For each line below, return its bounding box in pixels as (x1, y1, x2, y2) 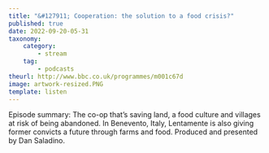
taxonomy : (8, 34, 42, 43)
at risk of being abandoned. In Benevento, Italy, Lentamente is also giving (8, 119, 254, 129)
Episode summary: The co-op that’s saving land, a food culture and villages (8, 110, 262, 120)
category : (23, 42, 57, 50)
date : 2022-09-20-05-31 (8, 27, 89, 35)
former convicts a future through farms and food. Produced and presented (8, 127, 258, 137)
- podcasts (37, 65, 75, 73)
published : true (8, 20, 63, 28)
